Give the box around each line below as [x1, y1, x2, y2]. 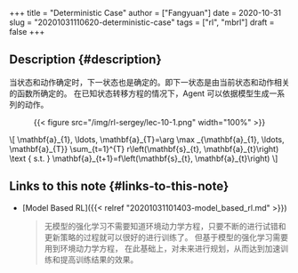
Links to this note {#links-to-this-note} [9, 179, 230, 194]
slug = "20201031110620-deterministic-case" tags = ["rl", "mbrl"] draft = [9, 17, 275, 28]
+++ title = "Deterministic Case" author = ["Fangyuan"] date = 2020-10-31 [9, 8, 282, 18]
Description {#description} [9, 52, 162, 68]
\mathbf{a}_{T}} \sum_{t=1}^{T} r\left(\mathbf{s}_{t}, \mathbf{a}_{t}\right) [9, 143, 279, 154]
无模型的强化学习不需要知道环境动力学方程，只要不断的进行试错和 [44, 221, 286, 231]
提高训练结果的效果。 [60, 253, 139, 265]
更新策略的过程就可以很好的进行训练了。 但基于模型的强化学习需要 [44, 231, 289, 243]
